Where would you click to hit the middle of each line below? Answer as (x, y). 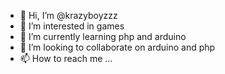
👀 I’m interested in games (72, 26)
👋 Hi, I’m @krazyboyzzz (68, 15)
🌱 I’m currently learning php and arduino (103, 36)
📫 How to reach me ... (66, 58)
